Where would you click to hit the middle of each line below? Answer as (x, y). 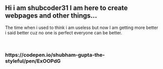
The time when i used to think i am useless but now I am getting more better (81, 27)
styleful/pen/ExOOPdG (33, 61)
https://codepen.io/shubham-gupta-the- (55, 55)
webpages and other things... (51, 16)
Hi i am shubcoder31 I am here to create (67, 8)
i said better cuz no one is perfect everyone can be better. (64, 33)
